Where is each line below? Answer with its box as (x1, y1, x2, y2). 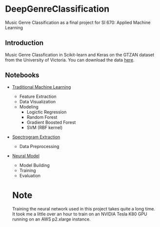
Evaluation (19, 172, 40, 178)
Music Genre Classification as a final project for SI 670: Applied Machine (5, 19, 151, 25)
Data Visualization (19, 98, 56, 104)
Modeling (19, 104, 39, 110)
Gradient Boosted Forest (26, 119, 76, 125)
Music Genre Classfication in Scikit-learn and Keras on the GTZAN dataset (5, 52, 155, 57)
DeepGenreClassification (5, 3, 110, 15)
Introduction (5, 39, 44, 47)
